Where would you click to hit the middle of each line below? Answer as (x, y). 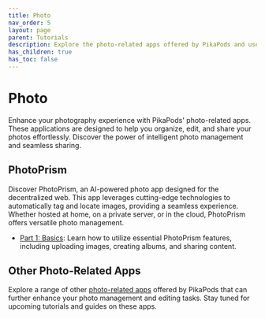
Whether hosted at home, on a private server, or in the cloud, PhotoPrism (127, 214)
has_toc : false (33, 60)
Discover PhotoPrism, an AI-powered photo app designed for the (114, 189)
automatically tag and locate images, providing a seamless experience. (123, 206)
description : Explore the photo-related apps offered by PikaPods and (127, 45)
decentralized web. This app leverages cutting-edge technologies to (119, 197)
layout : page (30, 30)
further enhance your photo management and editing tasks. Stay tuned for (129, 298)
